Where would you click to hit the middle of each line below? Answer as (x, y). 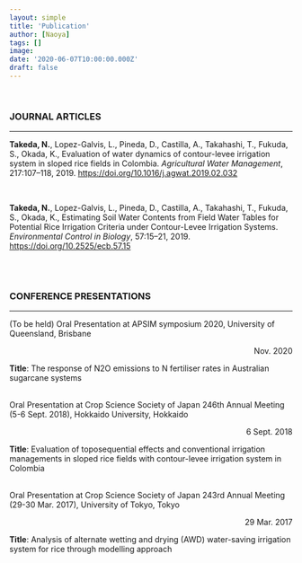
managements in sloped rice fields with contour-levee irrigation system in (145, 459)
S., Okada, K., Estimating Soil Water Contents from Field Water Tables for (144, 217)
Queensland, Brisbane (50, 334)
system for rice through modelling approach (91, 550)
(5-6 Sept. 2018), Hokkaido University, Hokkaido (99, 415)
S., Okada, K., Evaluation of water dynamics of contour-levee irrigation (140, 154)
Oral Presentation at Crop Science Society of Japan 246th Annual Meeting (147, 405)
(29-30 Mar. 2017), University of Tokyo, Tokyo (95, 505)
